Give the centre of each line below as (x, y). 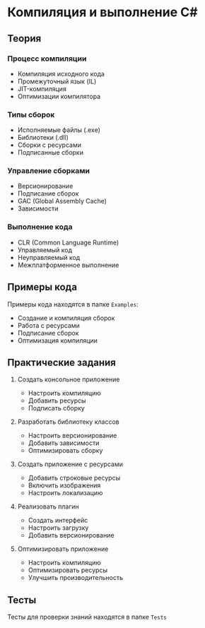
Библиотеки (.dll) (43, 138)
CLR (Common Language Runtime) (68, 242)
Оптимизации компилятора (59, 96)
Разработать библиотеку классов (68, 422)
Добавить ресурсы (57, 401)
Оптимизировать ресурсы (68, 570)
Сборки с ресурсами (49, 145)
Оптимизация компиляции (57, 340)
